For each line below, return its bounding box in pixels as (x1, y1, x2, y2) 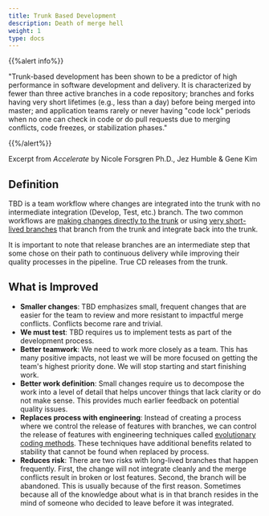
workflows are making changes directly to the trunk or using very (8, 216, 225, 226)
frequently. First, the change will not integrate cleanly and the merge (19, 464, 247, 473)
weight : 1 (8, 27, 42, 35)
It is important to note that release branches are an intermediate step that (8, 240, 251, 250)
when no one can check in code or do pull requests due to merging (8, 114, 230, 125)
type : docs (8, 34, 45, 43)
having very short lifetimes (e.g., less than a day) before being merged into (8, 97, 255, 107)
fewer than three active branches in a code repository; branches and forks (8, 89, 255, 99)
